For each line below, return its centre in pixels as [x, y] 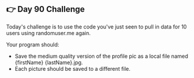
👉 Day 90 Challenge [45, 9]
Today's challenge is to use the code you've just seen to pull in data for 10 [96, 26]
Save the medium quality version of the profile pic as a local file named [101, 56]
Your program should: [33, 44]
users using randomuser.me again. [48, 33]
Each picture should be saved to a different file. [72, 68]
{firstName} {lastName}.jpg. [49, 62]
